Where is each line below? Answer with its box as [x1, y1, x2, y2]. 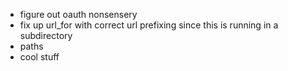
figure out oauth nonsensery [19, 9, 138, 20]
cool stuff [19, 51, 60, 63]
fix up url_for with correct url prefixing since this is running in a [19, 19, 279, 31]
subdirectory [19, 30, 73, 41]
